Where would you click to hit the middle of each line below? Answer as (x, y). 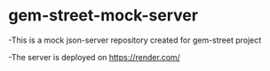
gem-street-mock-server (103, 16)
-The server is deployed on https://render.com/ (95, 57)
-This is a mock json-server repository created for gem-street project (135, 40)
